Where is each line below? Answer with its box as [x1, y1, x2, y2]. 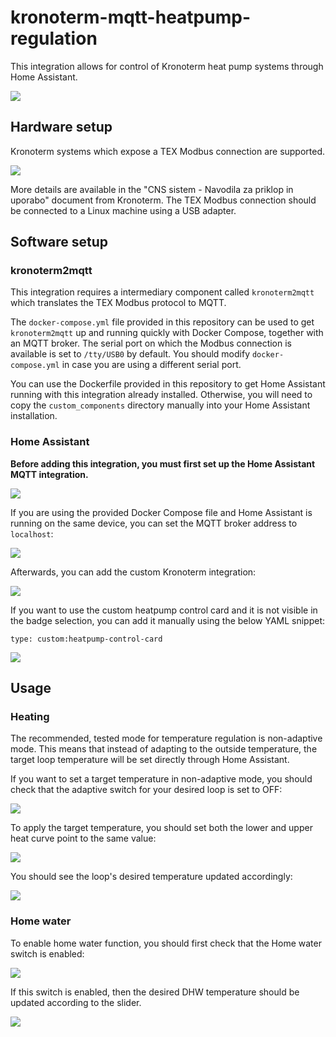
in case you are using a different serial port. [61, 359, 242, 371]
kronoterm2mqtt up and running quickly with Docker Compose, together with [10, 327, 324, 339]
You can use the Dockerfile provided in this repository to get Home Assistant [10, 378, 326, 390]
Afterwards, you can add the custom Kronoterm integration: [10, 566, 257, 578]
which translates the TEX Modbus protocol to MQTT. [10, 297, 227, 309]
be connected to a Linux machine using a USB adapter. [10, 204, 237, 216]
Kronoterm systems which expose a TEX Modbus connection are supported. [10, 145, 326, 157]
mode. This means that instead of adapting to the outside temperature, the [10, 743, 318, 755]
